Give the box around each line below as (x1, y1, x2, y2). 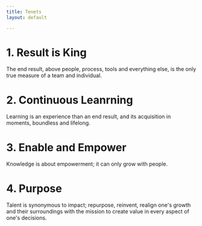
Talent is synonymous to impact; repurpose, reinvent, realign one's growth (6, 201, 191, 209)
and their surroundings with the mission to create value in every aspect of (6, 208, 190, 215)
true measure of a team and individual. (6, 72, 103, 79)
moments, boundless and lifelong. (6, 119, 90, 127)
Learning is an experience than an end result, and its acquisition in (6, 113, 171, 121)
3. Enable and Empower (6, 140, 127, 154)
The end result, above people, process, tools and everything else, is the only (6, 66, 197, 73)
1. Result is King (6, 46, 87, 59)
